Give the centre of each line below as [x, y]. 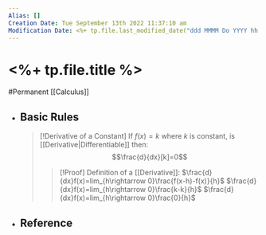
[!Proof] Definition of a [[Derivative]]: [120, 173]
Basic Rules [49, 117]
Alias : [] [25, 16]
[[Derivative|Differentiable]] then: [94, 145]
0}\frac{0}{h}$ [172, 198]
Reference [46, 223]
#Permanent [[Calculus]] [49, 92]
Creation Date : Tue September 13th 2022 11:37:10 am [98, 23]
